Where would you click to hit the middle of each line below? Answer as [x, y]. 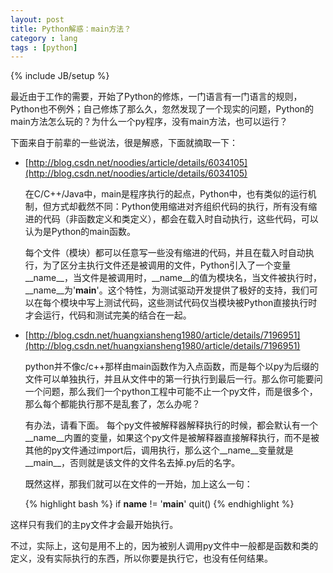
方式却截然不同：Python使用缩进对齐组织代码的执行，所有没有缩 [184, 207]
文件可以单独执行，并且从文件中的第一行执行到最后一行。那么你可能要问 [173, 379]
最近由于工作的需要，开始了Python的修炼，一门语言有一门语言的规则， [156, 97]
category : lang [44, 38]
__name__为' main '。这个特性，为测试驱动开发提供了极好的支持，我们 [167, 290]
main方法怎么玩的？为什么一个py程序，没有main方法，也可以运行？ [149, 122]
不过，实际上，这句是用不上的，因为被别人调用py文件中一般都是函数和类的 [164, 546]
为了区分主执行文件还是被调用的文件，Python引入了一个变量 [167, 265]
